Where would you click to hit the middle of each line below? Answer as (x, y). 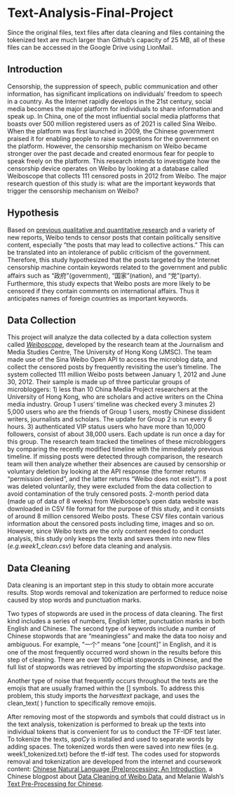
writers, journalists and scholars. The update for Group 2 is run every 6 (110, 419)
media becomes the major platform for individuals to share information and (115, 109)
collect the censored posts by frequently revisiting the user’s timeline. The (114, 367)
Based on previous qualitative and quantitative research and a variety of (111, 230)
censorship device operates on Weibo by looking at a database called (108, 168)
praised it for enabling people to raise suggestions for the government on (113, 138)
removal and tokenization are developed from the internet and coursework (115, 762)
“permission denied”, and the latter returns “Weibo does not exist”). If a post (117, 479)
